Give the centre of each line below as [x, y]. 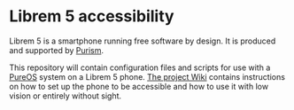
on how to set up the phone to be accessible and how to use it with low [139, 86]
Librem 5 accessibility [92, 16]
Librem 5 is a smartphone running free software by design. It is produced [143, 41]
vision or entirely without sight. [66, 96]
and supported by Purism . [57, 50]
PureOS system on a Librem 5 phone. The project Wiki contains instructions [147, 76]
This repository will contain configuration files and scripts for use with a [140, 67]
